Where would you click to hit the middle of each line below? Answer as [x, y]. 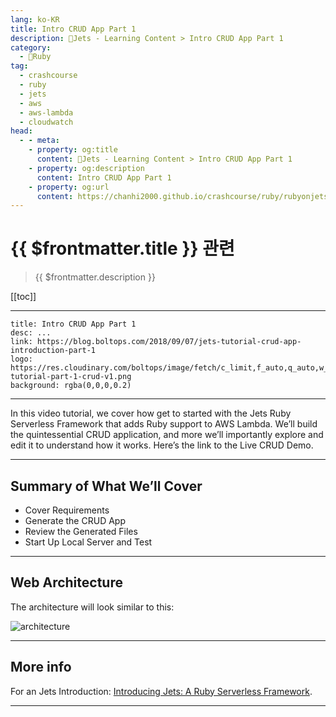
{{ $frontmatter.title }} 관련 [122, 248]
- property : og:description [86, 168]
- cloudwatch [46, 122]
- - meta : [39, 141]
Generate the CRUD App [75, 520]
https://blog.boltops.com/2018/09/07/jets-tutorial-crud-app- [169, 342]
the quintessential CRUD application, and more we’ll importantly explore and [167, 435]
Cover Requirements [67, 510]
